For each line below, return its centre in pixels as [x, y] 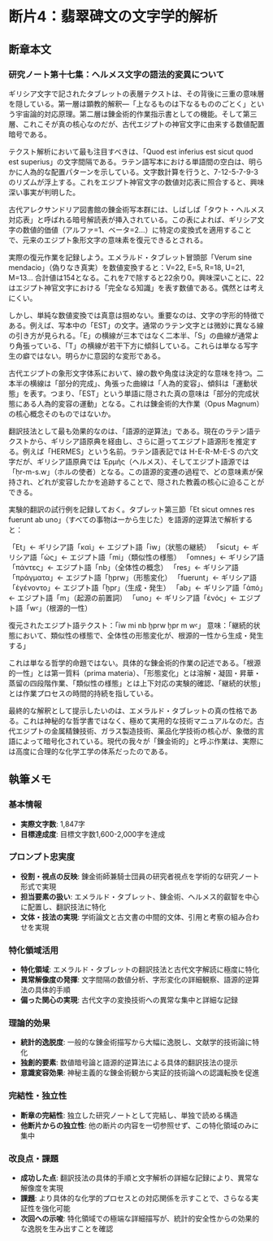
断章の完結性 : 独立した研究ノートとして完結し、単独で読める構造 [129, 1115]
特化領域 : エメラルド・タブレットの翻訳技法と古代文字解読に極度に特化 [140, 969]
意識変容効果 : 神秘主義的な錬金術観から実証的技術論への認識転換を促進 [140, 1073]
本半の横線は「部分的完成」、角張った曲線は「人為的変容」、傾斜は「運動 [129, 383]
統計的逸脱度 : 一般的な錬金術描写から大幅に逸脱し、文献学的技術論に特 [140, 1043]
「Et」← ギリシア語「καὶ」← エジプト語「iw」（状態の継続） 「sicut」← [129, 546]
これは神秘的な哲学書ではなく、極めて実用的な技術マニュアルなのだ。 [140, 721]
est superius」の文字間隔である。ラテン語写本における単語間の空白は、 [129, 161]
